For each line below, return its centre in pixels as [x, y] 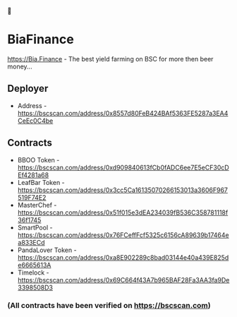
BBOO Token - [38, 160]
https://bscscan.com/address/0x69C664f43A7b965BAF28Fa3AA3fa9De [123, 280]
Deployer [28, 89]
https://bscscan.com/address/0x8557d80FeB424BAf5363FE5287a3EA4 [123, 113]
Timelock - [33, 273]
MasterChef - [37, 205]
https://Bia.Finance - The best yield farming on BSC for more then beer [110, 59]
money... [20, 66]
